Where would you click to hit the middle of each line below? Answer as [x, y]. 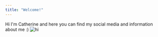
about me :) [17, 29]
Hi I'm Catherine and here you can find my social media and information [79, 24]
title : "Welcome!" [24, 10]
